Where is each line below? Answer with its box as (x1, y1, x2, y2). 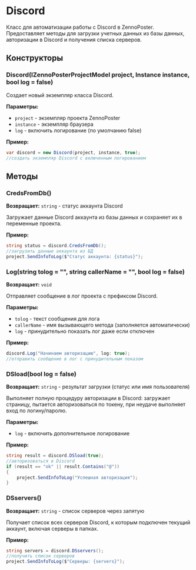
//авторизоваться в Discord (6, 458, 75, 464)
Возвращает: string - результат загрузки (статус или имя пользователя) (6, 384, 190, 391)
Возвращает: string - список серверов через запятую (6, 507, 145, 514)
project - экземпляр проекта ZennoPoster (14, 114, 121, 121)
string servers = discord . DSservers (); (6, 548, 104, 554)
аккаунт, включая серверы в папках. (6, 525, 99, 532)
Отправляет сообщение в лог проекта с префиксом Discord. (6, 292, 158, 299)
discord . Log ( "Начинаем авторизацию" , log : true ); (6, 350, 131, 356)
